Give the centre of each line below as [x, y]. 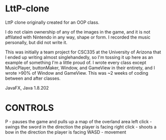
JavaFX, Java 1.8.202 [27, 88]
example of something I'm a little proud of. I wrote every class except [76, 62]
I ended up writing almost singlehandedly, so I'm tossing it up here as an [79, 57]
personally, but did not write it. [36, 42]
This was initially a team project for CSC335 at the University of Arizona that [83, 52]
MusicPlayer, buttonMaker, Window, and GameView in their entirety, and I [80, 68]
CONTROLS [30, 108]
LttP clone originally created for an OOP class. [52, 22]
